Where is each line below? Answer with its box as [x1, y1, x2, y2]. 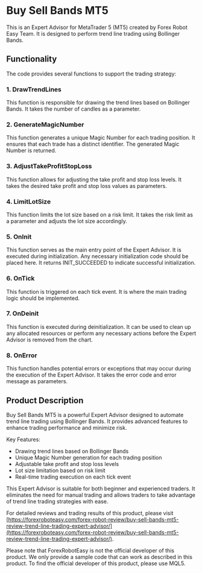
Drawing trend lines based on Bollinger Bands [14, 447, 129, 455]
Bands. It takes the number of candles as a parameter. [6, 105, 141, 112]
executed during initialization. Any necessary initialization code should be [6, 253, 189, 260]
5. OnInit [6, 232, 32, 241]
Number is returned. [6, 147, 57, 154]
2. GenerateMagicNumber [6, 120, 84, 129]
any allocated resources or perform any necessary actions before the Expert [6, 329, 197, 337]
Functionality [6, 54, 57, 64]
